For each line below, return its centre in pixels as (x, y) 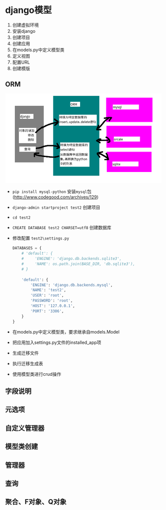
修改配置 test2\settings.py (41, 238)
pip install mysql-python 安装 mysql (50, 191)
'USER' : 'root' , (47, 296)
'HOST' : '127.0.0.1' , (53, 306)
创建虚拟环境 (25, 25)
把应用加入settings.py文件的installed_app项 (57, 342)
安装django (24, 31)
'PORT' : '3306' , (47, 311)
